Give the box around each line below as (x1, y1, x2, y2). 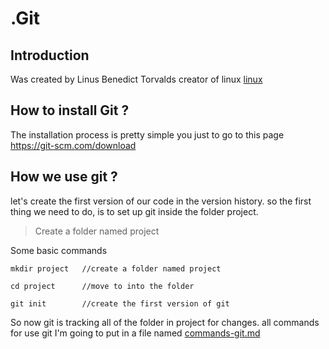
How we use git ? (10, 168, 118, 186)
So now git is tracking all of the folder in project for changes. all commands (10, 316, 320, 328)
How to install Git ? (10, 102, 130, 119)
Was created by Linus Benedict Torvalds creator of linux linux (10, 73, 263, 85)
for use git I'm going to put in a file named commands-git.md (10, 327, 261, 339)
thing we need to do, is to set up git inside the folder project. (10, 205, 259, 217)
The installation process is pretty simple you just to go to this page (10, 128, 285, 141)
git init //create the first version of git (10, 298, 230, 309)
